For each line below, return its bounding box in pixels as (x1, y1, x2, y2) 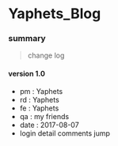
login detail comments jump (19, 128, 111, 138)
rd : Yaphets (19, 95, 59, 104)
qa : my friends (19, 111, 70, 121)
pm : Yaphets (19, 86, 63, 95)
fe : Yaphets (19, 103, 59, 113)
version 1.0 (8, 69, 46, 79)
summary (8, 33, 46, 44)
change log (27, 51, 65, 60)
